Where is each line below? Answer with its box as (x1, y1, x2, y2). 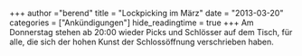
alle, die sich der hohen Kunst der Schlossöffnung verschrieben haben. (9, 36, 274, 47)
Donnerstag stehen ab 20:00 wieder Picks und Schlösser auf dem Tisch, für (9, 27, 293, 37)
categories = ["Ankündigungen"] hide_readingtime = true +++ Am (9, 17, 255, 28)
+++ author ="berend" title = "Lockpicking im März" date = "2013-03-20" (9, 8, 284, 18)
